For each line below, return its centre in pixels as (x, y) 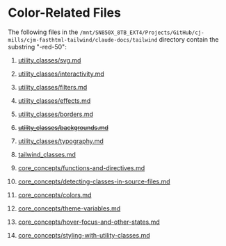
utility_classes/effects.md (54, 100)
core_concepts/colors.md (55, 195)
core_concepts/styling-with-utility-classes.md (84, 235)
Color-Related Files (64, 13)
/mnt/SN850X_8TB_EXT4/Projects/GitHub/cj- (142, 33)
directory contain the (189, 39)
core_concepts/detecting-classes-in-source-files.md (94, 181)
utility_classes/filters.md (53, 87)
